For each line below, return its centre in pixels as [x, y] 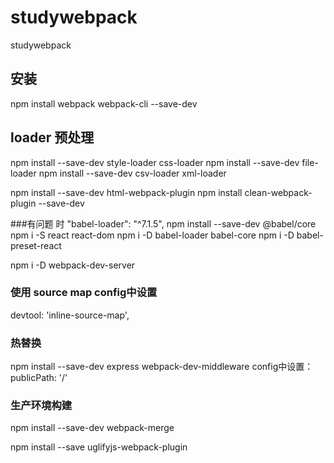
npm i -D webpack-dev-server [73, 265]
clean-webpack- [278, 192]
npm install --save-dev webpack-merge [92, 428]
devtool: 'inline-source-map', [70, 315]
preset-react [36, 245]
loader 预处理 [52, 137]
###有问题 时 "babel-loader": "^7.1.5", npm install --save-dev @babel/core [163, 223]
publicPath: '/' [39, 378]
